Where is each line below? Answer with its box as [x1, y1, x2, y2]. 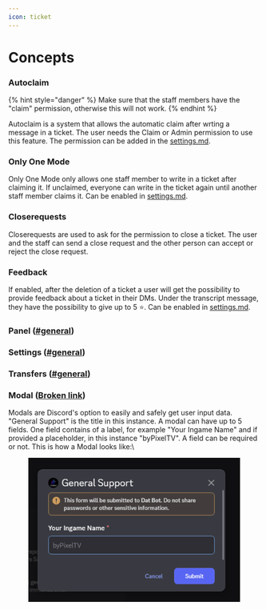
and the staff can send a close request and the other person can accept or [8, 238, 254, 247]
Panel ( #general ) [8, 325, 74, 336]
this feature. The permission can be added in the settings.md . [8, 136, 211, 146]
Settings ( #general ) [8, 347, 85, 358]
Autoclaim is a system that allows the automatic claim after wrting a [8, 119, 230, 129]
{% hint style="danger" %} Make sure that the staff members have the [8, 95, 240, 105]
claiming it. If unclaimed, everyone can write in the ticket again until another [8, 183, 257, 192]
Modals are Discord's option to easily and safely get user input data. [8, 408, 233, 418]
